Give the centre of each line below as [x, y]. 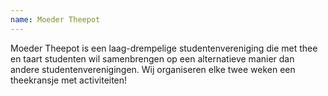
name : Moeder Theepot [55, 19]
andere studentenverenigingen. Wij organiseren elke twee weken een [153, 69]
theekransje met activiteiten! [69, 80]
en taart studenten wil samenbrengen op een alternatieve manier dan [152, 58]
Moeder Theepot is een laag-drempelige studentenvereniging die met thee [164, 48]
